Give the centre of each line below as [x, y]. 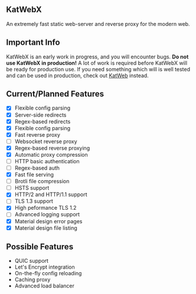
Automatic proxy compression [51, 154]
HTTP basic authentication [47, 161]
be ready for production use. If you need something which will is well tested [98, 69]
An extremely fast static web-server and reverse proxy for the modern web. [98, 24]
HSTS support [32, 188]
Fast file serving [34, 175]
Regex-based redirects [43, 121]
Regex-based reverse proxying [52, 148]
